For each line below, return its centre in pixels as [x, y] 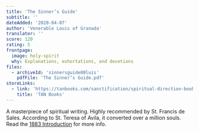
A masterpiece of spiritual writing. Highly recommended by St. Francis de [96, 111]
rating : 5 [18, 45]
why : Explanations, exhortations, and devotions [73, 61]
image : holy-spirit [36, 56]
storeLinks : [21, 84]
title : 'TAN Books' [41, 94]
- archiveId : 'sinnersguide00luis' [55, 72]
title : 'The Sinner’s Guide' [42, 12]
